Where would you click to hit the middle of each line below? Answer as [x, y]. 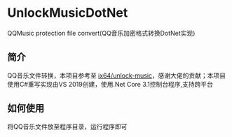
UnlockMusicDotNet [68, 13]
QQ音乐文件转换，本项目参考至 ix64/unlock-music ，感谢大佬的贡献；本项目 [117, 75]
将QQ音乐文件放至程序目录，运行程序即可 [67, 127]
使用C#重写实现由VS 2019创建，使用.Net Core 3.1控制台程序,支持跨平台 [110, 84]
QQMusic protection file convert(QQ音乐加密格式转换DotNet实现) [101, 33]
